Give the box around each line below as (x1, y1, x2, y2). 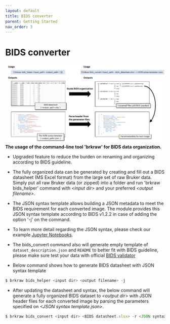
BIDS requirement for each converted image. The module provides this (12, 206, 160, 212)
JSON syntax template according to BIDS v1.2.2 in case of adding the (12, 211, 157, 217)
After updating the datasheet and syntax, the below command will (12, 287, 150, 293)
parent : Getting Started (5, 19, 58, 24)
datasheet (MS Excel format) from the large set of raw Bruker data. (12, 174, 152, 180)
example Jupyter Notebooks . (12, 232, 73, 238)
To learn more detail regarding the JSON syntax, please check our (12, 226, 151, 232)
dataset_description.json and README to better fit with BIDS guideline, (12, 247, 158, 253)
